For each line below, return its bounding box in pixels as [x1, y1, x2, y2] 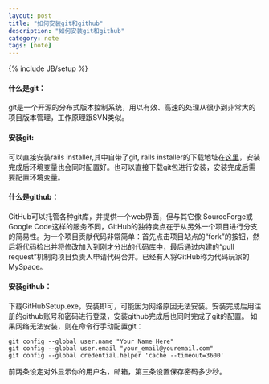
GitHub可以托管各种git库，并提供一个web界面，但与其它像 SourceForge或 [8, 211, 253, 221]
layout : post [8, 11, 52, 20]
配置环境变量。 [14, 172, 65, 182]
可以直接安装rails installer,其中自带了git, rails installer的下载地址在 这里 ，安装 [8, 152, 261, 162]
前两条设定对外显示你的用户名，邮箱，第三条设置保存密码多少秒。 [8, 366, 226, 376]
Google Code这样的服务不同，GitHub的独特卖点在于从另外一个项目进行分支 [8, 221, 259, 231]
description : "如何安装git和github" [8, 27, 125, 35]
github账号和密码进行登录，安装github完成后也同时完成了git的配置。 [22, 311, 249, 320]
